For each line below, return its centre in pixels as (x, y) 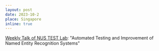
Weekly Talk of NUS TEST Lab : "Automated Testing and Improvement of (79, 38)
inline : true (19, 24)
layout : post (19, 10)
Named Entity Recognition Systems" (43, 43)
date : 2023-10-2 (22, 14)
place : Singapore (23, 19)
